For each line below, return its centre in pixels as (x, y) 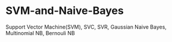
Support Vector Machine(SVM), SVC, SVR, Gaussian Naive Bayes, (86, 27)
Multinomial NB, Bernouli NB (40, 33)
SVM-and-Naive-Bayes (65, 11)
